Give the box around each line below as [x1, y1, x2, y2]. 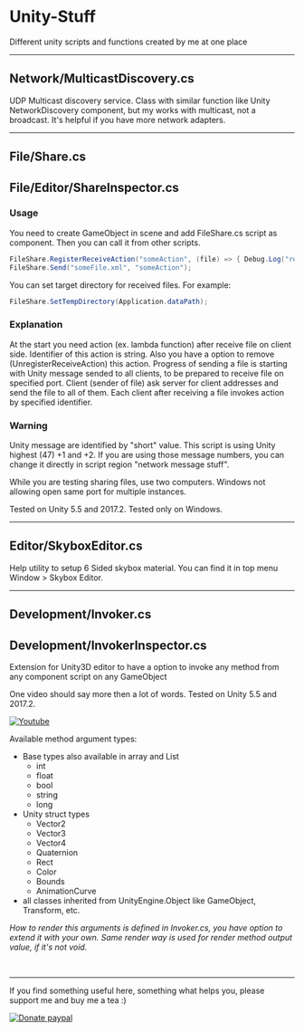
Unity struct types [22, 808, 90, 820]
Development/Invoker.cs [9, 607, 152, 622]
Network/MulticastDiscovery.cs [9, 71, 195, 87]
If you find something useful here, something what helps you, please [9, 985, 265, 997]
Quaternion [35, 847, 79, 858]
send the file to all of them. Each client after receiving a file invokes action [9, 387, 285, 397]
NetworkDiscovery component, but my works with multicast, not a [9, 104, 256, 115]
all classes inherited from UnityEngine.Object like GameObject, [22, 895, 256, 906]
